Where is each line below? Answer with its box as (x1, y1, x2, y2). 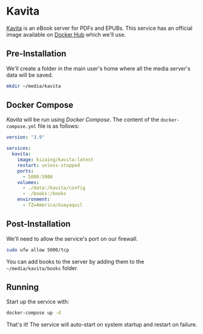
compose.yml (6, 124, 36, 130)
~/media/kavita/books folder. (6, 264, 78, 272)
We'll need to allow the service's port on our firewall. (6, 235, 138, 242)
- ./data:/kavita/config (22, 185, 86, 191)
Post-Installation (6, 219, 71, 229)
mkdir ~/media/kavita (6, 83, 61, 89)
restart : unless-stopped (17, 162, 80, 168)
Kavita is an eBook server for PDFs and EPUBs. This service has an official (6, 24, 193, 32)
